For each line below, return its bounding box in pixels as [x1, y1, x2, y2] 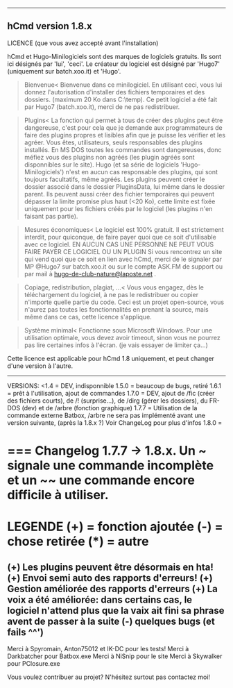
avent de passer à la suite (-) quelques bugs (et [7, 615, 215, 627]
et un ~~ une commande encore [7, 473, 196, 488]
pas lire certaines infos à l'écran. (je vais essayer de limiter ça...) [24, 341, 208, 349]
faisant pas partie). [24, 212, 78, 220]
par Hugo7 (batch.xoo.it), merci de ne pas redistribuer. [24, 102, 180, 111]
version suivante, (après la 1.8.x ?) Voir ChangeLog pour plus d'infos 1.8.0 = [7, 418, 223, 427]
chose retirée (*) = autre [7, 534, 149, 549]
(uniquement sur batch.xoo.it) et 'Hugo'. [7, 67, 121, 75]
